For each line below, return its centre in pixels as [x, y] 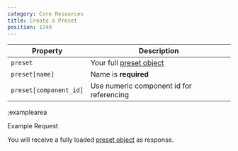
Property [47, 51]
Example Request [33, 126]
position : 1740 [30, 27]
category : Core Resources [45, 14]
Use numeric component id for [141, 86]
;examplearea [27, 112]
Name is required [119, 74]
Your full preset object [127, 63]
